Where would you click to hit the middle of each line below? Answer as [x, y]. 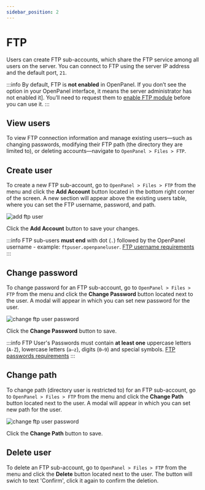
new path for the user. [34, 410]
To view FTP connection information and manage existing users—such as [99, 138]
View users [29, 123]
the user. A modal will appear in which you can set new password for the [98, 301]
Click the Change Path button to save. [55, 433]
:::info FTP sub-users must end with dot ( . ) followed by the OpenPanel [96, 241]
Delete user [29, 453]
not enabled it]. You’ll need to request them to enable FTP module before [99, 97]
